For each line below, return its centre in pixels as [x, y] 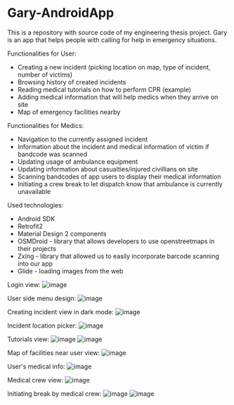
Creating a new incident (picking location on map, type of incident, [114, 67]
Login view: [24, 284]
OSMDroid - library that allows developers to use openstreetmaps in [116, 241]
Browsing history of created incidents [72, 82]
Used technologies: [35, 205]
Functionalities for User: [42, 53]
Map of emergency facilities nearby [69, 112]
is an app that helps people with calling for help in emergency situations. [112, 39]
